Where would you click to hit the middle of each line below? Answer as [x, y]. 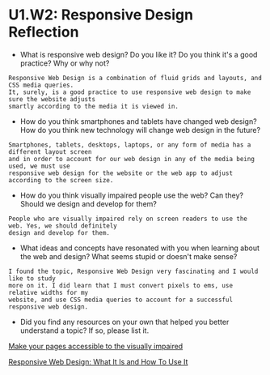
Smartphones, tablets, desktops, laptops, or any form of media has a [130, 145]
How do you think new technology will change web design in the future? [140, 130]
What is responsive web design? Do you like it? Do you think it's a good [139, 54]
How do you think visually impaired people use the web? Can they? [132, 195]
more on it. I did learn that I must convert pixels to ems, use [120, 285]
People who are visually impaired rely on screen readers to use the [128, 219]
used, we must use [39, 166]
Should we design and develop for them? [89, 203]
